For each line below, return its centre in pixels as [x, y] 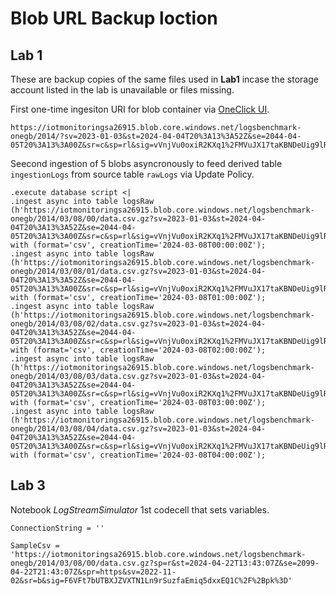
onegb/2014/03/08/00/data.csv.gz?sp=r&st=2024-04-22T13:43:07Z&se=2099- [165, 563]
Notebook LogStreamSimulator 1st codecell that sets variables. [140, 509]
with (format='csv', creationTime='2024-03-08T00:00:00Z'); [138, 245]
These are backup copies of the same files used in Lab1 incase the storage [164, 79]
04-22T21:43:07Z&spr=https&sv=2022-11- [93, 572]
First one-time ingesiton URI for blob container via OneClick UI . [140, 109]
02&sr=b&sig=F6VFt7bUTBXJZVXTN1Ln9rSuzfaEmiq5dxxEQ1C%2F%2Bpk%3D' [151, 580]
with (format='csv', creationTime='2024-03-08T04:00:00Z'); [138, 455]
